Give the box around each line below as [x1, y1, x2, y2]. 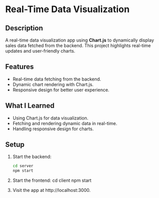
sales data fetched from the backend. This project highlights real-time [5, 43, 151, 49]
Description [5, 24, 43, 32]
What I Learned [5, 101, 55, 110]
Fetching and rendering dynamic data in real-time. [12, 120, 117, 126]
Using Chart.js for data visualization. [12, 115, 89, 121]
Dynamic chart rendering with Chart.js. [12, 81, 94, 87]
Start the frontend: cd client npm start [12, 177, 92, 183]
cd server [12, 164, 34, 169]
